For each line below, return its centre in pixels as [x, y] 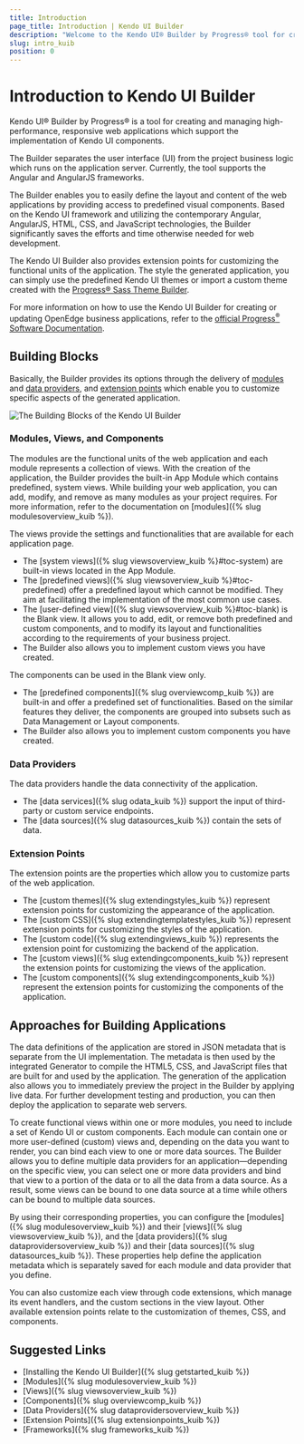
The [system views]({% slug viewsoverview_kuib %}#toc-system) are [152, 561]
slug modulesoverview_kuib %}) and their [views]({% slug [134, 1227]
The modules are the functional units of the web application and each [139, 458]
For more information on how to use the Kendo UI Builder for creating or [143, 307]
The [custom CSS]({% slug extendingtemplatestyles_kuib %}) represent [157, 920]
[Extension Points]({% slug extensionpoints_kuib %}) [121, 1420]
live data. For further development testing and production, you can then [142, 1095]
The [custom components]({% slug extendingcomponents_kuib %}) [149, 978]
